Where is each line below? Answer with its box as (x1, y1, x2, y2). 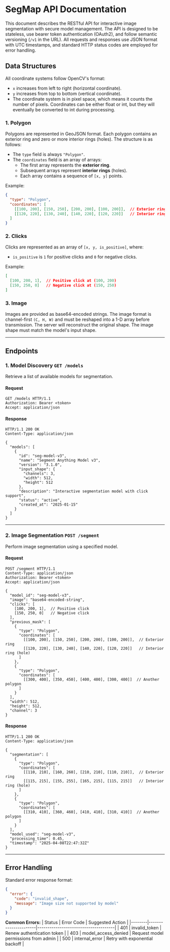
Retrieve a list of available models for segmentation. (5, 373, 113, 379)
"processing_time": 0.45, (10, 836, 65, 841)
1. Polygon (5, 119, 31, 126)
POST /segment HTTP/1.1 (5, 566, 56, 571)
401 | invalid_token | (120, 925, 162, 931)
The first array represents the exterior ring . (20, 162, 111, 168)
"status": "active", (18, 498, 62, 503)
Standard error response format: (5, 877, 73, 883)
